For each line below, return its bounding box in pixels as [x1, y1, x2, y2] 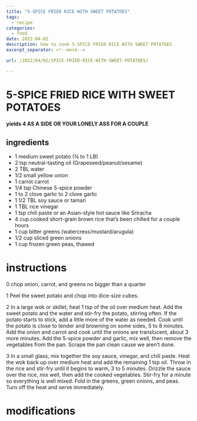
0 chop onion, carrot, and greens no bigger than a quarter [6, 281, 146, 288]
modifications [6, 405, 76, 418]
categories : [6, 25, 35, 31]
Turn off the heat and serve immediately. [6, 384, 105, 391]
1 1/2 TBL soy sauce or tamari [14, 197, 86, 204]
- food [11, 31, 28, 37]
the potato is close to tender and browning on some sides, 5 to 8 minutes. [6, 322, 185, 330]
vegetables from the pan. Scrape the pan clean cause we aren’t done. [6, 341, 175, 348]
